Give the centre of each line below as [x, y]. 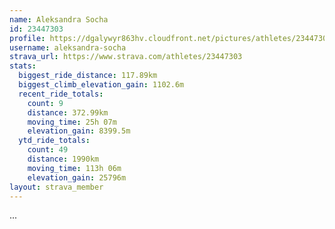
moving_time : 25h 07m [72, 122]
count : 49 [48, 150]
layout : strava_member [56, 187]
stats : [23, 66]
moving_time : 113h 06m [74, 168]
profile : [27, 38]
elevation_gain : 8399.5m [79, 131]
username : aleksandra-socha [68, 47]
